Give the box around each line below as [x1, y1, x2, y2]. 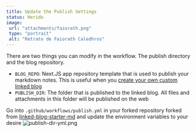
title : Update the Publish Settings [6, 8, 97, 15]
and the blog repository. [6, 59, 65, 66]
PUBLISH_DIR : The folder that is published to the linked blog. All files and [14, 89, 190, 96]
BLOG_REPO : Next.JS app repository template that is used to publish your [14, 70, 189, 77]
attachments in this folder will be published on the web [14, 95, 149, 102]
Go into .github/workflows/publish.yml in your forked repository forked [6, 107, 182, 114]
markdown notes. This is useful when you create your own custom [14, 76, 178, 83]
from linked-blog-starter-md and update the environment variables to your [6, 113, 188, 120]
